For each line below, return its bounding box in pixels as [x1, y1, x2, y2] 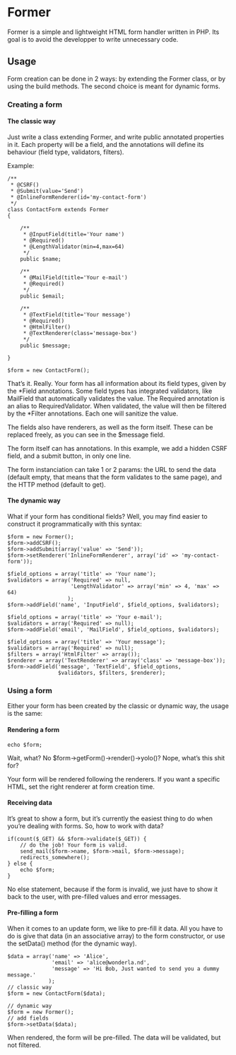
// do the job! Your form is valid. [20, 842, 129, 849]
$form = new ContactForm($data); [7, 990, 106, 997]
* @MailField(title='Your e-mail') [23, 273, 129, 281]
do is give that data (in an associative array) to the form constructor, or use [7, 931, 225, 940]
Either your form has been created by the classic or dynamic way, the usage [7, 702, 230, 710]
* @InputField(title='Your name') [23, 230, 125, 237]
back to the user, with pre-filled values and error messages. [7, 892, 182, 901]
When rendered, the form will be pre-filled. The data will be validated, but [7, 1033, 221, 1042]
